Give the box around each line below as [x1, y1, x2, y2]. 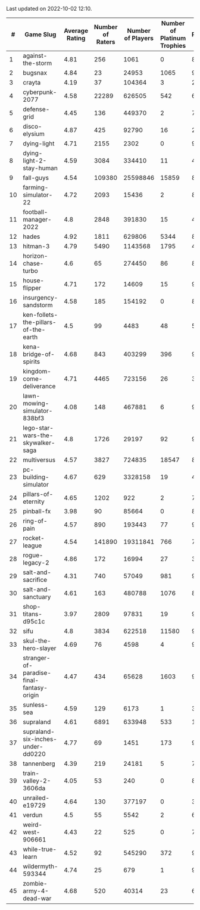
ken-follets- [23, 311, 58, 319]
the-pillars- [23, 318, 57, 326]
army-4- [23, 887, 49, 895]
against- [23, 52, 48, 60]
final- [23, 676, 39, 684]
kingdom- [23, 367, 52, 375]
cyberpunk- [23, 88, 57, 96]
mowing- [23, 399, 49, 407]
